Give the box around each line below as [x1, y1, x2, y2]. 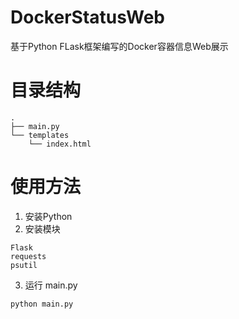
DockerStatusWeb [10, 6, 165, 29]
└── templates [10, 130, 70, 140]
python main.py [10, 299, 74, 309]
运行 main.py [24, 279, 78, 291]
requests [10, 251, 47, 261]
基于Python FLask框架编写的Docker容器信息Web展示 [10, 40, 229, 52]
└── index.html [28, 139, 92, 149]
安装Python [24, 210, 73, 222]
